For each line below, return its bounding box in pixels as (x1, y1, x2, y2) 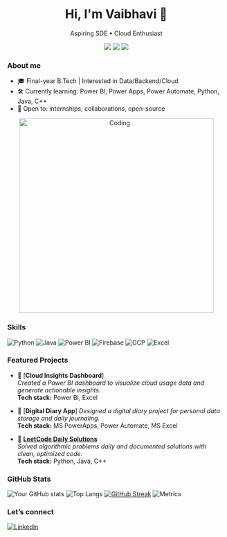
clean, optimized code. (17, 449, 83, 457)
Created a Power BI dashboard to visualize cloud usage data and (17, 379, 205, 387)
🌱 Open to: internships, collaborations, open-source (17, 104, 165, 113)
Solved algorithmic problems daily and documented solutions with (17, 442, 206, 450)
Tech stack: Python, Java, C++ (17, 457, 107, 465)
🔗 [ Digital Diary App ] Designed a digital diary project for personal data (17, 406, 220, 415)
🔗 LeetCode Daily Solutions (17, 435, 98, 443)
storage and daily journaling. (17, 414, 100, 422)
